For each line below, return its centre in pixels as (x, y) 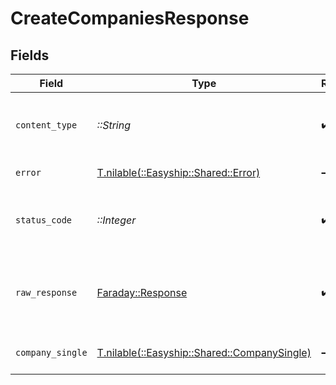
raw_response (46, 292)
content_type (46, 125)
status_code (44, 220)
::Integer (116, 220)
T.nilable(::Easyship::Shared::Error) (178, 172)
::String (114, 125)
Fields (30, 55)
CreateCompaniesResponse (130, 18)
